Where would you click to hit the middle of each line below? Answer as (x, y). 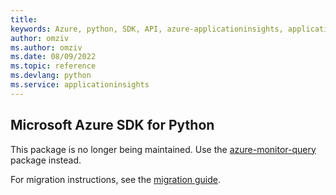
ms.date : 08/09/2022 (53, 57)
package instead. (46, 160)
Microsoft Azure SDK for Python (112, 125)
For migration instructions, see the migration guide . (116, 179)
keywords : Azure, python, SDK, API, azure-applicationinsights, (147, 29)
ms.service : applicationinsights (80, 85)
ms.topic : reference (53, 66)
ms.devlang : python (51, 76)
